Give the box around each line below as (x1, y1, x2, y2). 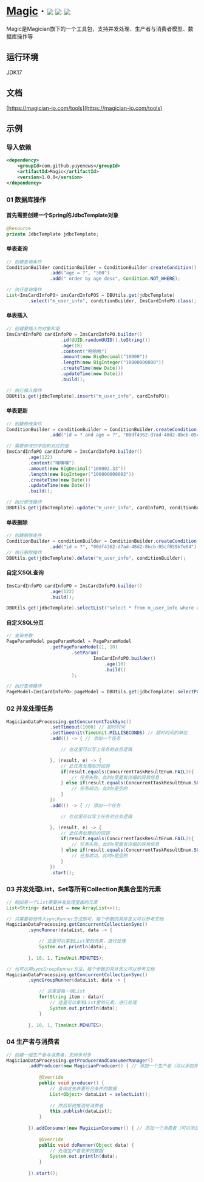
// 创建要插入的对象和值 (6, 326, 60, 332)
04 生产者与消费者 (6, 1038, 60, 1046)
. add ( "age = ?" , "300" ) (49, 270, 110, 276)
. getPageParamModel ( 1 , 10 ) (49, 644, 118, 650)
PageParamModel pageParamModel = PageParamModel (6, 639, 132, 645)
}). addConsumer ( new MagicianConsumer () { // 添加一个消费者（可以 (28, 1125, 191, 1132)
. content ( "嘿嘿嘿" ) (28, 460, 75, 466)
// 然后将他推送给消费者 (49, 1102, 103, 1109)
